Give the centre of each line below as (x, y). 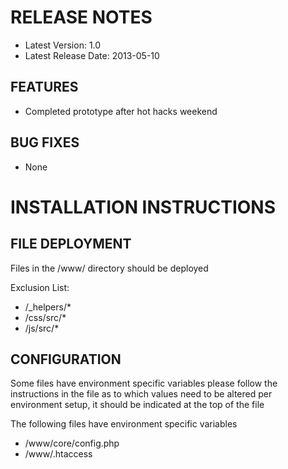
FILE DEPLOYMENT (71, 244)
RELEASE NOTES (81, 17)
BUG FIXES (45, 142)
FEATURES (44, 87)
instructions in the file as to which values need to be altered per (141, 394)
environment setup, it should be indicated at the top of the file (137, 405)
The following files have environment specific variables (124, 424)
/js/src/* (42, 328)
